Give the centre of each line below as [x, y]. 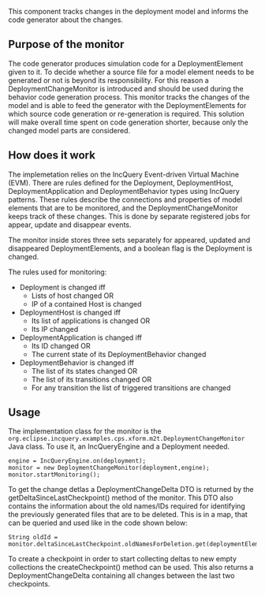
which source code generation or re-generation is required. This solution [126, 114]
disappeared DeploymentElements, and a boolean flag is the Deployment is [130, 248]
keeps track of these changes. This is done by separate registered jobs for [129, 216]
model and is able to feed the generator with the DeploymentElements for [127, 105]
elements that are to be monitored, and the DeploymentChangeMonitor [123, 207]
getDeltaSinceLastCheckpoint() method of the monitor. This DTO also [121, 498]
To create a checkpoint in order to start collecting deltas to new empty [123, 559]
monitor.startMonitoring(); [54, 475]
